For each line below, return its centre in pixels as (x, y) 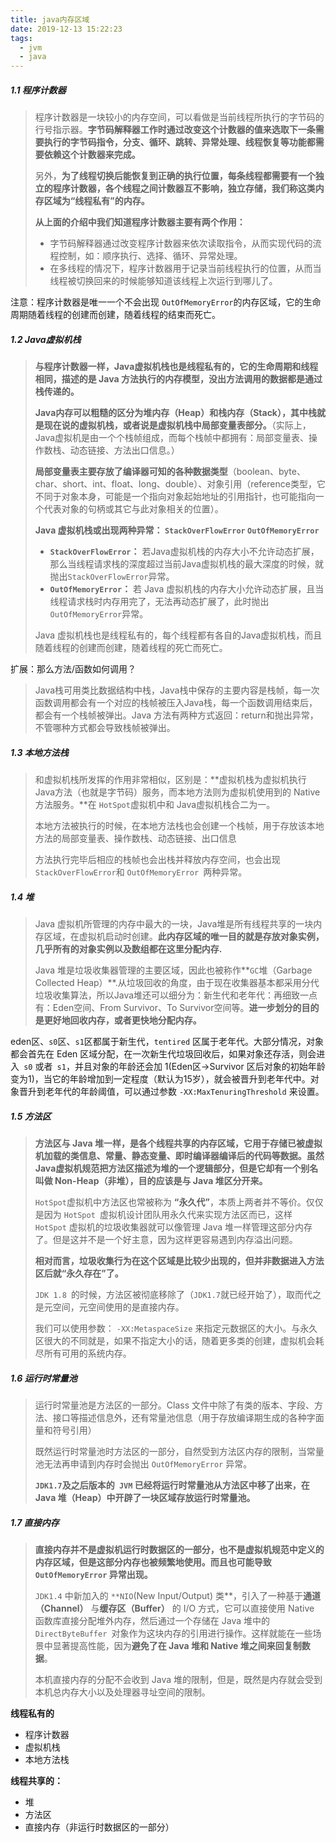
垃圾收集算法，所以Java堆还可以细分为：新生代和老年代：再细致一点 (176, 995)
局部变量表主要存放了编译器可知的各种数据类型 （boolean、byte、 (170, 472)
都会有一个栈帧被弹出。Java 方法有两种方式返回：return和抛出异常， (176, 715)
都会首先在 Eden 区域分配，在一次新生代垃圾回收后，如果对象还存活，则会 (163, 1054)
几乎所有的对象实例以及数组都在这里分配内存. (128, 949)
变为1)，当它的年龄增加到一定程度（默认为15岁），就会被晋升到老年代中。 (160, 1079)
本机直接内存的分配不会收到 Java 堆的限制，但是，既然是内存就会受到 (178, 1679)
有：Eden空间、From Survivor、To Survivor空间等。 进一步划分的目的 (177, 1007)
